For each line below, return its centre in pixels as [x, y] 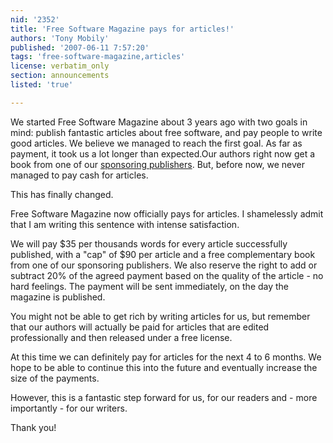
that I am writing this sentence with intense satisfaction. [125, 224]
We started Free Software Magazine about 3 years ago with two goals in [159, 122]
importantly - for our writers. [69, 408]
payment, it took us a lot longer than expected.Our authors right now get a [163, 153]
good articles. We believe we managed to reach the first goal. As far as [156, 143]
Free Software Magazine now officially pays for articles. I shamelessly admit [167, 213]
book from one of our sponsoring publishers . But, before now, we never [157, 164]
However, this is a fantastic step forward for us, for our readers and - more [164, 397]
